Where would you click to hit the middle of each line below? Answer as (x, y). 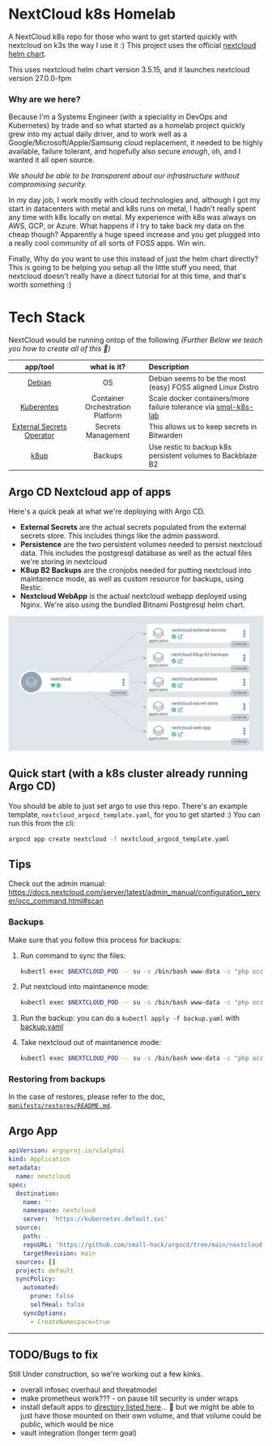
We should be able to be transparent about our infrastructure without (124, 176)
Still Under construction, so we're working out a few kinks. (106, 1374)
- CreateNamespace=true (70, 1322)
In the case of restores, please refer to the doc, (87, 1097)
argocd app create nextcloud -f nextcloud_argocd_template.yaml (119, 839)
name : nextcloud (43, 1176)
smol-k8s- (235, 407)
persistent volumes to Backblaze (203, 455)
